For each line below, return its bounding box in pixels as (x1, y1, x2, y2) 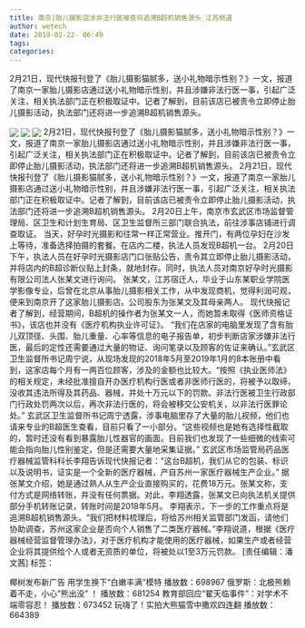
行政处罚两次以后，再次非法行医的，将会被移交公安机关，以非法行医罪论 (16, 398, 288, 409)
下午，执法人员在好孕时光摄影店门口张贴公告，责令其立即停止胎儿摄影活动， (9, 251, 296, 262)
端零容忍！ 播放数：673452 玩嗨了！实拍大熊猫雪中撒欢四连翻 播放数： (9, 600, 276, 611)
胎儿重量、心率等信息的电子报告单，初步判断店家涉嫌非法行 (72, 330, 296, 341)
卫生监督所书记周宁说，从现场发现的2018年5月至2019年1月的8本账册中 (9, 353, 274, 364)
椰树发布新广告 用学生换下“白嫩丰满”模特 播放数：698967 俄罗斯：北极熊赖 (9, 577, 291, 588)
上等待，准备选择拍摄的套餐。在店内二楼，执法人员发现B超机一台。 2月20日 (9, 240, 295, 250)
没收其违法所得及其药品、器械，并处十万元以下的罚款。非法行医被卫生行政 (9, 388, 288, 398)
